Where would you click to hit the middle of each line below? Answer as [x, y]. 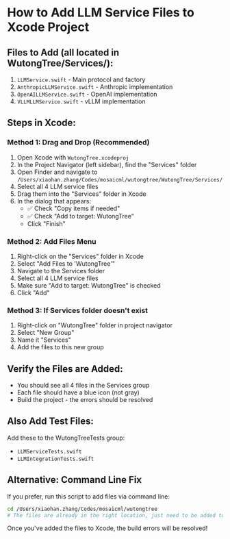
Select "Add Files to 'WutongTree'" [66, 263]
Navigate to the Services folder [61, 271]
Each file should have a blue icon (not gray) [78, 392]
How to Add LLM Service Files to [101, 13]
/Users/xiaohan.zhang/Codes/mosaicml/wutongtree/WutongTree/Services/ [120, 179]
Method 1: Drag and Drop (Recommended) [78, 142]
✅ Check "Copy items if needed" [74, 208]
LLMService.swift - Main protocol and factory [81, 79]
